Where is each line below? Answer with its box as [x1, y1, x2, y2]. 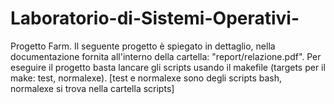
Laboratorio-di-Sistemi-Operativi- [10, 7, 300, 30]
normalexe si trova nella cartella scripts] [10, 82, 175, 94]
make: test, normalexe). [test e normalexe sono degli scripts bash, [10, 72, 282, 84]
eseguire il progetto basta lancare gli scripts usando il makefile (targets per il [10, 61, 326, 73]
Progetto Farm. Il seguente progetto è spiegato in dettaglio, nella [10, 40, 276, 52]
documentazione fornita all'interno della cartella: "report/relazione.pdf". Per [10, 50, 322, 62]
